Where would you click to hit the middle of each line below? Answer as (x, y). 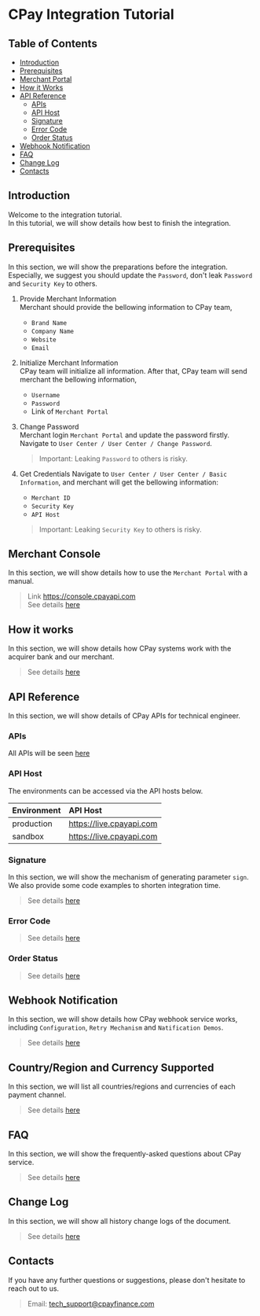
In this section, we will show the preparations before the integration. (118, 267)
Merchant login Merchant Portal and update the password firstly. (125, 435)
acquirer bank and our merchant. (61, 657)
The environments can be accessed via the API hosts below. (106, 791)
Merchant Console (54, 554)
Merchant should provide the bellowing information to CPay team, (126, 307)
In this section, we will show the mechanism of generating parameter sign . (128, 877)
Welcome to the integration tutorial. (65, 215)
